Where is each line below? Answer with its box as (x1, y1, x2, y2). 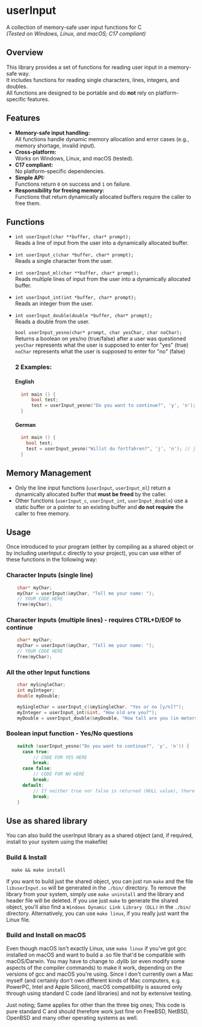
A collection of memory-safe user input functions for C (6, 24, 142, 31)
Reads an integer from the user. (14, 300, 93, 308)
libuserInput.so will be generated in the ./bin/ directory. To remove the (6, 884, 186, 891)
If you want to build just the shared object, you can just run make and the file (6, 877, 194, 885)
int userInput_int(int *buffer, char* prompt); (14, 295, 136, 301)
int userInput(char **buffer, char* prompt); (14, 234, 131, 240)
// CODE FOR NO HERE (32, 771, 85, 777)
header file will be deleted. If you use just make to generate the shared (6, 897, 179, 904)
